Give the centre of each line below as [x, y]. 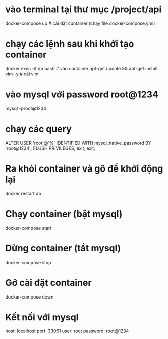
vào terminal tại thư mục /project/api [83, 9]
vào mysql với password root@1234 [82, 94]
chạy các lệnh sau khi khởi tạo [70, 44]
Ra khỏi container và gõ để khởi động [84, 168]
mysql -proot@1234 [26, 108]
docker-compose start [29, 228]
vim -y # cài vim [22, 74]
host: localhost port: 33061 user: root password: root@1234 [67, 331]
